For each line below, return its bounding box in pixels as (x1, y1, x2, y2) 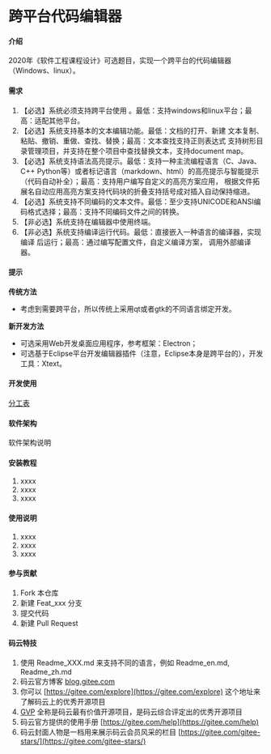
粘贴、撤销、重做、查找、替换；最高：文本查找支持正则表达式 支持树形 (19, 135, 256, 146)
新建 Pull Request (19, 618, 78, 628)
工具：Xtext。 (19, 358, 67, 368)
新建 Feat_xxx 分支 (19, 598, 83, 607)
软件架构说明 (8, 438, 51, 448)
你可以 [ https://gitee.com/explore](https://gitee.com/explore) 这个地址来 (19, 687, 261, 696)
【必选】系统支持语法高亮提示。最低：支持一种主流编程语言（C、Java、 (19, 155, 261, 166)
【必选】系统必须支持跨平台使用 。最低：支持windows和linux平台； (19, 105, 245, 115)
